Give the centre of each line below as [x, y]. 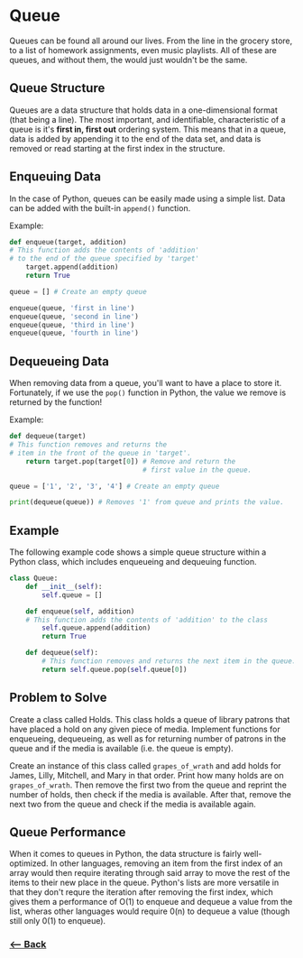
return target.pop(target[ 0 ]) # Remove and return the [131, 461]
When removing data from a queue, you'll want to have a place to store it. [146, 383]
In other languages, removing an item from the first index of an [166, 863]
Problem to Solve [58, 698]
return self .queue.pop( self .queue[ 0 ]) [115, 669]
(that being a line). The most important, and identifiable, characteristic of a [147, 119]
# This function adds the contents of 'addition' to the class [147, 620]
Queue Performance [68, 832]
